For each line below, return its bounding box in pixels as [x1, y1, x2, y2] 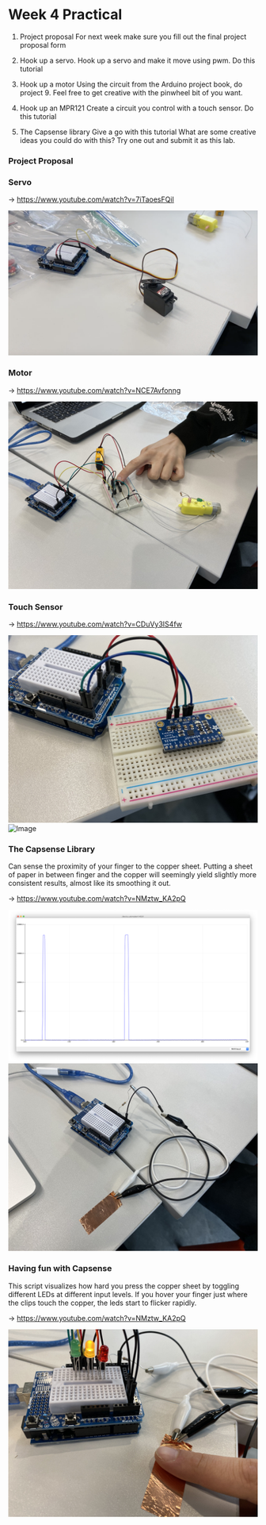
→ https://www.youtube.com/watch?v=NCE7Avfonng [8, 385, 181, 395]
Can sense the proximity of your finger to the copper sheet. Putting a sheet [8, 861, 253, 871]
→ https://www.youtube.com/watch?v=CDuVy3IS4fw [8, 619, 182, 629]
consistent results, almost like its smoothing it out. [8, 879, 172, 888]
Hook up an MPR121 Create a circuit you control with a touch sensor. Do [19, 103, 254, 113]
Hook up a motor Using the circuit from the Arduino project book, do [19, 79, 243, 89]
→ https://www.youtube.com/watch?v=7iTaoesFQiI [8, 194, 174, 204]
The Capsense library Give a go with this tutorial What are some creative [19, 127, 256, 137]
